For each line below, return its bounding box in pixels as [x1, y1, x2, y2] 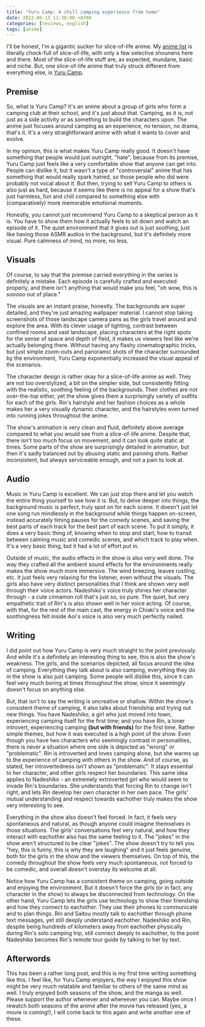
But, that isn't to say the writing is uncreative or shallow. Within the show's [6, 697, 194, 704]
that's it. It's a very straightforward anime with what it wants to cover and [6, 129, 191, 136]
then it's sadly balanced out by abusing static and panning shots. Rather [6, 449, 188, 457]
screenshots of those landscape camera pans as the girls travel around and [6, 315, 197, 323]
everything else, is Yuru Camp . [6, 69, 84, 77]
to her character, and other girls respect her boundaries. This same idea [6, 769, 188, 776]
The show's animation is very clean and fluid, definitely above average [6, 424, 184, 431]
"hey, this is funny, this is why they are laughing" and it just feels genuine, [6, 846, 192, 853]
